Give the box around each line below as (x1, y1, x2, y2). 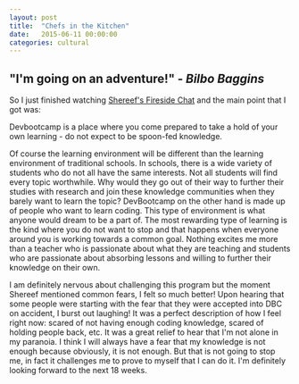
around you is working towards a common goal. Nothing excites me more (9, 234, 278, 245)
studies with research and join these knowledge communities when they (9, 187, 275, 197)
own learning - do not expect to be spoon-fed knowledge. (9, 131, 223, 142)
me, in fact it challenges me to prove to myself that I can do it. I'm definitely (9, 355, 287, 366)
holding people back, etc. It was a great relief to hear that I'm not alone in (9, 327, 278, 338)
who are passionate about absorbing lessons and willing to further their (9, 253, 272, 263)
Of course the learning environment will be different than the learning (9, 148, 264, 159)
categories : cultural (9, 38, 90, 47)
